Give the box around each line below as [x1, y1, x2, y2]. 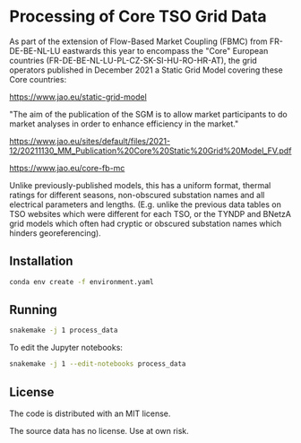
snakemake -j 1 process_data [9, 326, 118, 335]
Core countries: [9, 74, 67, 84]
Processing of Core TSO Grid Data [9, 6, 267, 27]
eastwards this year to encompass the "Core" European [62, 45, 269, 56]
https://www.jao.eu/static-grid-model [9, 91, 148, 102]
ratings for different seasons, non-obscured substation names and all [9, 189, 265, 200]
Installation [9, 254, 73, 269]
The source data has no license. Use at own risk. [9, 426, 190, 436]
